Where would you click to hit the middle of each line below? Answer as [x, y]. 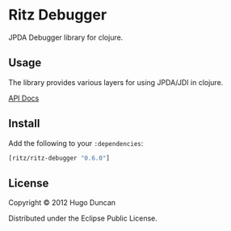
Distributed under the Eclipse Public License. [83, 218]
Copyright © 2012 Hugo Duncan [62, 203]
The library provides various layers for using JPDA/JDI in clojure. [116, 82]
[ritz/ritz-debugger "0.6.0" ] [59, 158]
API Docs [24, 98]
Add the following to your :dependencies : [76, 143]
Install [24, 124]
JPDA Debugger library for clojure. [66, 37]
